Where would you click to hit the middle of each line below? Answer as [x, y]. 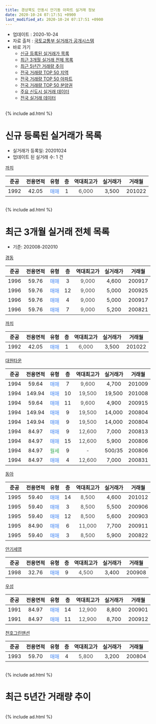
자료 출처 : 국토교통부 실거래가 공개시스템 [53, 41]
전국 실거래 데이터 [38, 98]
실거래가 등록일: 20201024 [40, 151]
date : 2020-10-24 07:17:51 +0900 [41, 15]
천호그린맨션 [18, 633]
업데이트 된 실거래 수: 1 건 [38, 157]
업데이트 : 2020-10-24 [35, 35]
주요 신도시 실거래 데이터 [45, 91]
